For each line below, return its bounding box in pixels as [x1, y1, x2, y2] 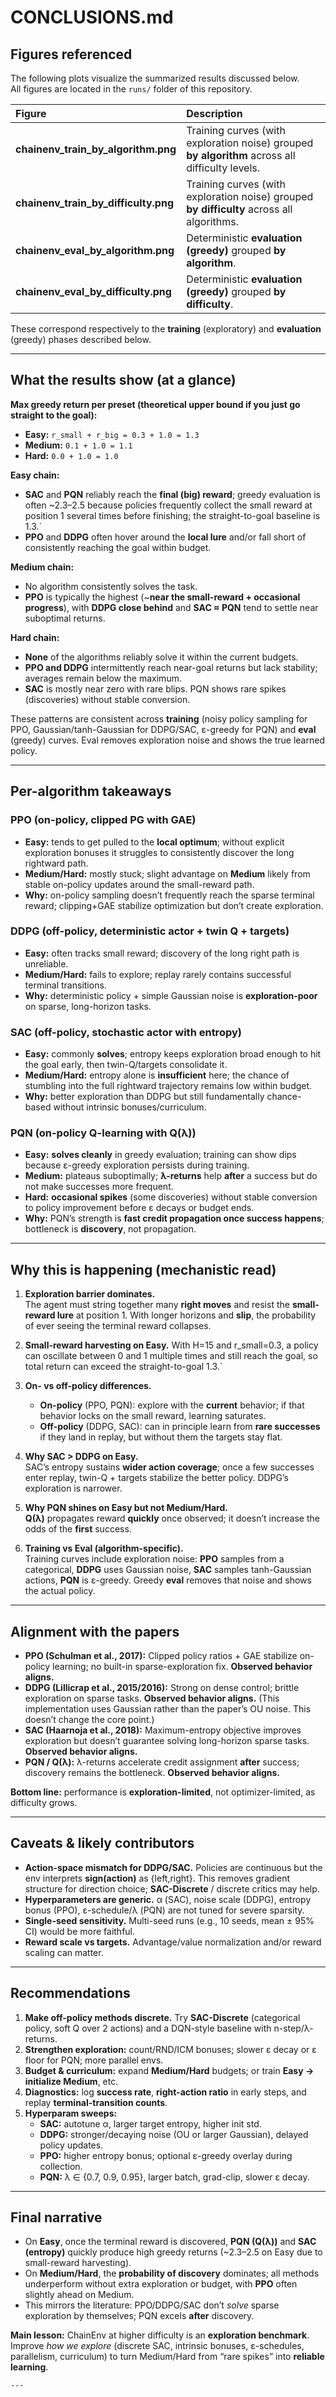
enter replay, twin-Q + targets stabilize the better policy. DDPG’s [24, 1472, 289, 1484]
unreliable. [24, 957, 69, 970]
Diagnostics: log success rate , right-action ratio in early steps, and [24, 2086, 307, 2098]
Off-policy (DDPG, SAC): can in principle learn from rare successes [39, 1421, 321, 1433]
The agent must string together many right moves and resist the [24, 1299, 290, 1311]
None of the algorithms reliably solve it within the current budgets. [24, 651, 299, 663]
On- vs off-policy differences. [24, 1380, 152, 1392]
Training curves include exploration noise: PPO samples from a [24, 1553, 285, 1565]
